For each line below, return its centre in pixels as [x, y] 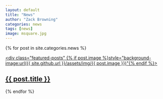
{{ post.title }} [28, 79]
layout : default [22, 10]
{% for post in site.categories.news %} [46, 48]
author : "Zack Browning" [32, 19]
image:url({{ [18, 63]
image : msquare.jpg [26, 34]
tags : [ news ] [19, 29]
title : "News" [20, 15]
